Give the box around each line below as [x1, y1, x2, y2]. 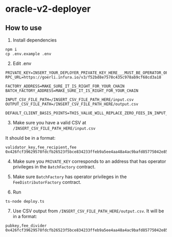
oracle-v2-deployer [5, 3, 91, 15]
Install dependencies [12, 37, 57, 43]
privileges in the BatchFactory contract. [12, 164, 96, 169]
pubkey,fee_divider [5, 223, 47, 228]
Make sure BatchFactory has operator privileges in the [12, 174, 127, 180]
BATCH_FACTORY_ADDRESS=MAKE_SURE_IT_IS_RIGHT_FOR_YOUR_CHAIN [5, 88, 139, 93]
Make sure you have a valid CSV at [12, 120, 87, 125]
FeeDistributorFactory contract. [12, 179, 82, 185]
